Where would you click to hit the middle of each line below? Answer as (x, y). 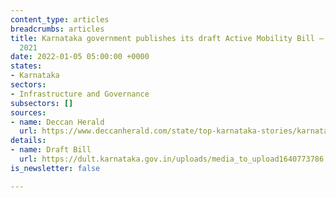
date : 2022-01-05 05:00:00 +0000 (80, 57)
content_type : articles (60, 19)
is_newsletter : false (55, 168)
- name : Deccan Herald (57, 122)
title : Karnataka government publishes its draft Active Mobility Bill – (167, 38)
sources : (28, 112)
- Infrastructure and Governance (80, 94)
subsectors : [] (42, 103)
